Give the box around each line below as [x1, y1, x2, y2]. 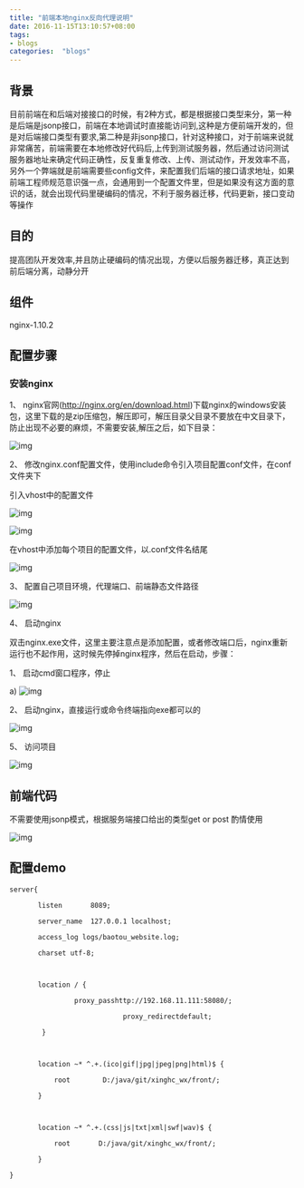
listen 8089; [37, 901, 111, 910]
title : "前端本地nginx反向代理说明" [9, 13, 134, 23]
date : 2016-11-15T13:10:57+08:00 [9, 22, 136, 31]
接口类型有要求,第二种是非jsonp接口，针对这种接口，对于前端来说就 [40, 131, 294, 141]
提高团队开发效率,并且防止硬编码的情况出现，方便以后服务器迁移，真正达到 [9, 254, 290, 265]
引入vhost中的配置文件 [9, 490, 94, 501]
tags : [9, 30, 30, 39]
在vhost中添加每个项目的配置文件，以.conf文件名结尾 [9, 544, 208, 555]
